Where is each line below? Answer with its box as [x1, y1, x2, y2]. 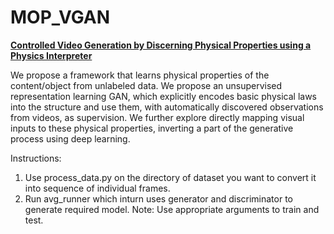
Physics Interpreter [10, 49, 93, 61]
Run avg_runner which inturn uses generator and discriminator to [24, 192, 293, 205]
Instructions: [10, 152, 62, 164]
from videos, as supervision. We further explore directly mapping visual [10, 111, 305, 123]
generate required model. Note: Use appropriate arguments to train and [24, 203, 320, 215]
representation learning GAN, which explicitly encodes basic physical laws [10, 90, 317, 102]
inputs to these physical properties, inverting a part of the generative [10, 122, 294, 134]
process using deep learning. [10, 132, 131, 145]
